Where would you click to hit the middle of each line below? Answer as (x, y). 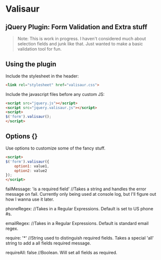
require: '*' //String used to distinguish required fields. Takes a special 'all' (80, 238)
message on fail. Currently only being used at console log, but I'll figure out (81, 194)
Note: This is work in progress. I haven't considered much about (82, 38)
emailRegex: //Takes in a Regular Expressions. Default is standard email (77, 223)
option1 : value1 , (32, 166)
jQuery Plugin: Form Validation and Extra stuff (76, 27)
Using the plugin (31, 64)
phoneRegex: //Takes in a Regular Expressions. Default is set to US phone (80, 209)
